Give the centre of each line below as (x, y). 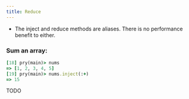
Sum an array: (27, 50)
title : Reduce (24, 12)
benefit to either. (35, 35)
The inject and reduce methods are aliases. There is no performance (99, 29)
